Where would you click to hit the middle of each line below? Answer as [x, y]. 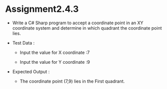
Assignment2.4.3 [42, 9]
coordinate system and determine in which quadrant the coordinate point [87, 28]
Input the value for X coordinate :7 [55, 52]
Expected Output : [31, 71]
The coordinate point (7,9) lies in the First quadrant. [72, 81]
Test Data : [23, 43]
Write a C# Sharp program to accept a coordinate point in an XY [78, 23]
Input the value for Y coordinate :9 [55, 62]
